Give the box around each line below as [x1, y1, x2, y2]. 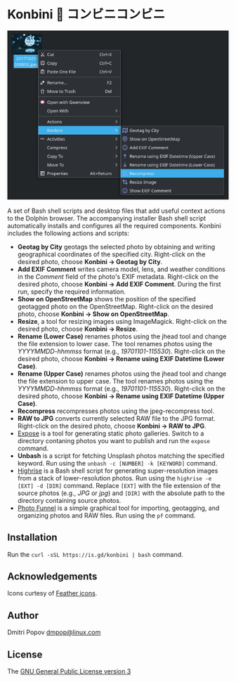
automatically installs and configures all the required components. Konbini [7, 221, 221, 230]
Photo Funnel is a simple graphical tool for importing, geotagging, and [17, 504, 220, 512]
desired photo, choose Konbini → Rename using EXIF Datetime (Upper [17, 391, 225, 400]
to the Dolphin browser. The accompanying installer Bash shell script [7, 214, 206, 222]
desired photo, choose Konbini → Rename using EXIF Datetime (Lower [17, 354, 225, 362]
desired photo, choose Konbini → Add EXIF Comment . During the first [17, 280, 221, 288]
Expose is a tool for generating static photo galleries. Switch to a [17, 429, 204, 438]
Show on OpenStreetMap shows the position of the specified [17, 294, 197, 303]
